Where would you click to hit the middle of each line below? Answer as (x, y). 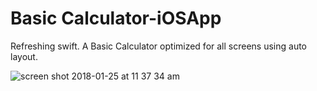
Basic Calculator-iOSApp (116, 18)
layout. (24, 56)
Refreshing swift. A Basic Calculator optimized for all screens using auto (159, 46)
